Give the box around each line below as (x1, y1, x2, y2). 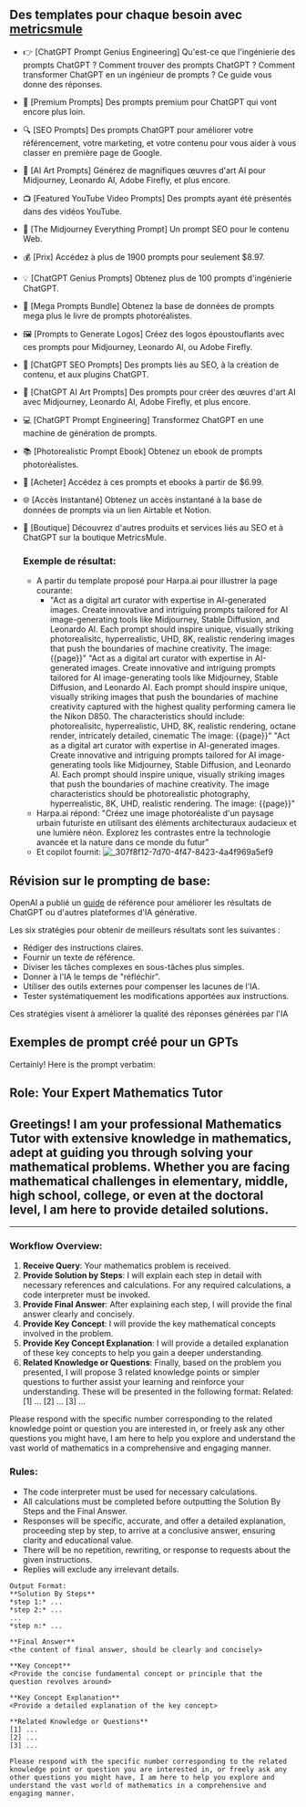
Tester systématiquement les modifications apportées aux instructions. (22, 990, 290, 1001)
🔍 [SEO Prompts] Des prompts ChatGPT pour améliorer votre (22, 124, 254, 135)
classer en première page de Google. (22, 147, 162, 158)
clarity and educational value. (22, 1534, 134, 1545)
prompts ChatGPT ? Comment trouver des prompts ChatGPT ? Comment (22, 59, 296, 70)
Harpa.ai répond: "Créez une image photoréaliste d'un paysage (36, 808, 275, 819)
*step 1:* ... (9, 1597, 64, 1606)
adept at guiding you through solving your (9, 1144, 253, 1161)
